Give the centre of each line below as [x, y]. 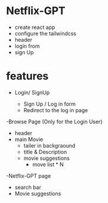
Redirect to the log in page [56, 110]
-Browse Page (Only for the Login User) [54, 122]
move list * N [48, 164]
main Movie [29, 139]
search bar [28, 187]
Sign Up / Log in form [50, 104]
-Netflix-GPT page [29, 176]
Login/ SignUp [32, 92]
